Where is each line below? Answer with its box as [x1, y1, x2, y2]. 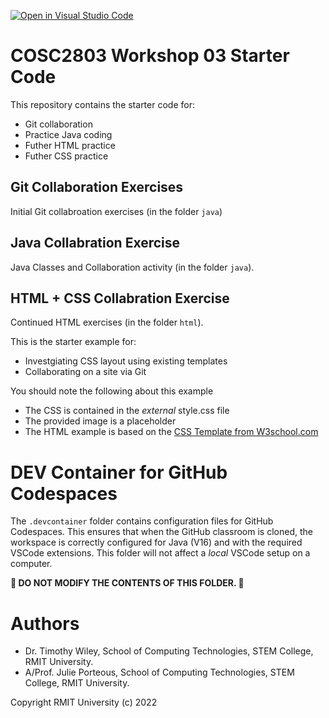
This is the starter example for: [10, 336, 137, 348]
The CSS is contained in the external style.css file [24, 405, 230, 417]
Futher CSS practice [24, 150, 109, 162]
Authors [10, 612, 80, 635]
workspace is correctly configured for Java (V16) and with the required [10, 536, 303, 549]
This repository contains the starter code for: [10, 98, 195, 110]
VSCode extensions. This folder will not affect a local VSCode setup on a [10, 547, 311, 559]
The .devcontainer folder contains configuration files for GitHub [10, 515, 274, 527]
